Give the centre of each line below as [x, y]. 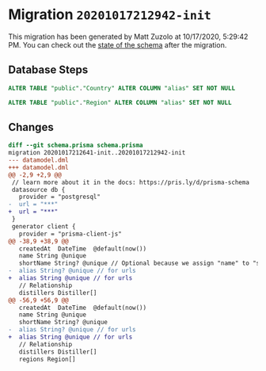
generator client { [44, 226]
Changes [31, 127]
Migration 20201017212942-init [110, 15]
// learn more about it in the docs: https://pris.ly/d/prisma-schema [130, 182]
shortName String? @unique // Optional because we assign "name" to [134, 263]
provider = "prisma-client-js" [70, 234]
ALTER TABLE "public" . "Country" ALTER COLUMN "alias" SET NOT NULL [122, 88]
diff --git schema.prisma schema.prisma [76, 145]
